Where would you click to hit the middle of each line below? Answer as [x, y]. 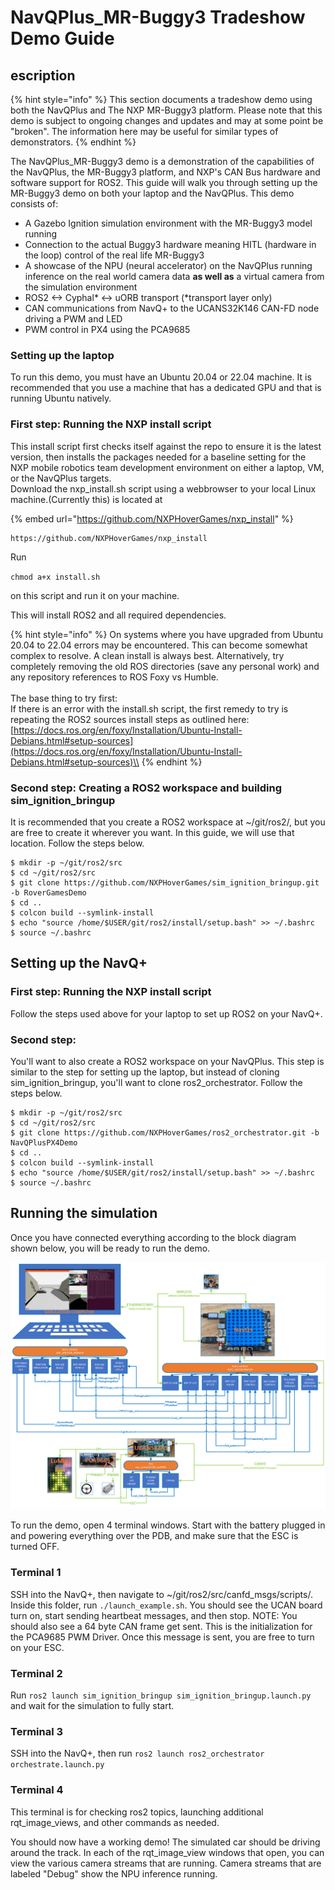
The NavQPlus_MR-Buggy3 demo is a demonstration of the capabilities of [162, 161]
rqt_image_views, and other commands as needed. [115, 1822]
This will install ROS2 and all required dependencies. [118, 615]
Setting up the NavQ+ [79, 963]
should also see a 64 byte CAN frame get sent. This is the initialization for [161, 1626]
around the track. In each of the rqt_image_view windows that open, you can [167, 1852]
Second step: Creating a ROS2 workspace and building [146, 788]
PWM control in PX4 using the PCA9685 [107, 329]
